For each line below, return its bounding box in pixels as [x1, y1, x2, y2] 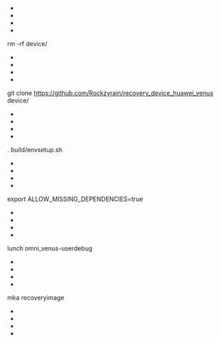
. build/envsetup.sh [7, 146, 63, 154]
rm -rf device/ [7, 40, 47, 47]
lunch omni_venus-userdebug [7, 244, 93, 252]
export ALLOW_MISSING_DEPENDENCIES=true [7, 195, 144, 203]
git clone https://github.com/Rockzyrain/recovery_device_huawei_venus [7, 89, 214, 97]
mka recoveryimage [7, 294, 65, 302]
